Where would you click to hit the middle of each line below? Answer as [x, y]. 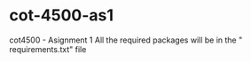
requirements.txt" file [48, 49]
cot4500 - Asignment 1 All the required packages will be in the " [126, 40]
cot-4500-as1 [61, 15]
